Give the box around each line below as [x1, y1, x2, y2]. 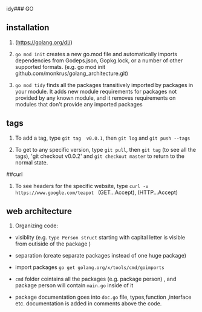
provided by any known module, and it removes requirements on [15, 94, 176, 102]
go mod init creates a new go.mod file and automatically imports [15, 50, 177, 57]
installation [6, 22, 50, 33]
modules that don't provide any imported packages [15, 100, 143, 108]
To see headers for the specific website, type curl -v [15, 182, 149, 189]
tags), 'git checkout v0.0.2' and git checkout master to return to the [15, 152, 184, 160]
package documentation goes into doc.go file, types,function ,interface [15, 293, 192, 301]
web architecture [6, 206, 73, 216]
